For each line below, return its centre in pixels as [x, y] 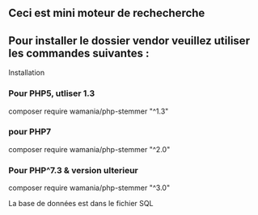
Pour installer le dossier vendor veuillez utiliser [129, 41]
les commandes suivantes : [79, 53]
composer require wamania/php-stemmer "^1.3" [89, 111]
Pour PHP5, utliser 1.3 [52, 93]
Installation [27, 72]
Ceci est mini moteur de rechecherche [107, 13]
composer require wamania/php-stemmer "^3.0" [89, 188]
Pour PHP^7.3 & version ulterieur [74, 170]
